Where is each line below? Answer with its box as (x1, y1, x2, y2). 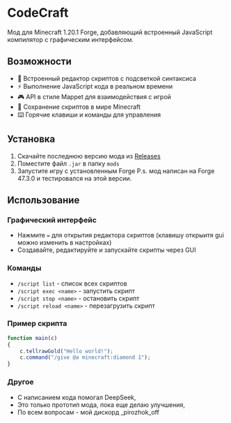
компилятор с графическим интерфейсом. (7, 35, 134, 43)
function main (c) (7, 334, 58, 341)
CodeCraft (7, 5, 69, 21)
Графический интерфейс (7, 215, 97, 225)
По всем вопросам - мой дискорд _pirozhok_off (17, 408, 160, 416)
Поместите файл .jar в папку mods (17, 159, 120, 168)
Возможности (7, 56, 72, 68)
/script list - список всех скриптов (17, 279, 127, 288)
